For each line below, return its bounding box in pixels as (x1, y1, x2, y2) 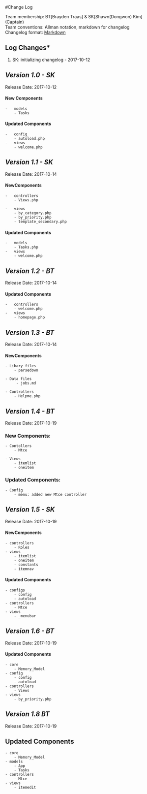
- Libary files (5, 364, 36, 369)
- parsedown (14, 368, 38, 373)
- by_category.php (14, 211, 52, 216)
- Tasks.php (14, 245, 38, 250)
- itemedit (14, 785, 36, 790)
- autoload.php (14, 136, 45, 141)
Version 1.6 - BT (5, 627, 55, 635)
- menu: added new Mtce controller (14, 492, 87, 497)
